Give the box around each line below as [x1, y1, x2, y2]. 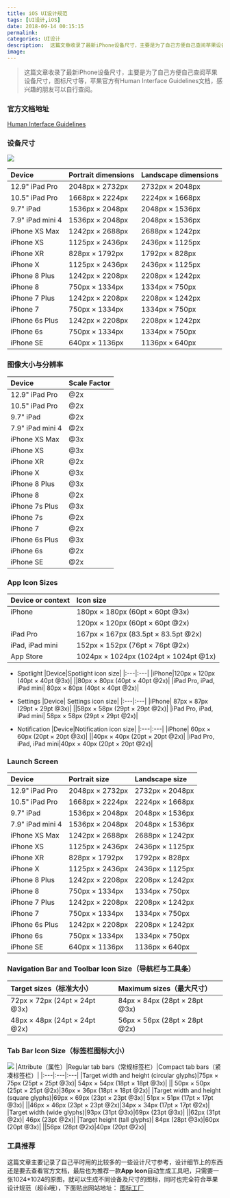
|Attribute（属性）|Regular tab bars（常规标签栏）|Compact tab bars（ [15, 1062, 216, 1071]
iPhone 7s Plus [10, 501, 59, 511]
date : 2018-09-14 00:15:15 [7, 23, 84, 30]
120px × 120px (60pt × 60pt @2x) [76, 619, 190, 628]
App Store [10, 652, 43, 661]
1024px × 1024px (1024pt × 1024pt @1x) [76, 652, 217, 661]
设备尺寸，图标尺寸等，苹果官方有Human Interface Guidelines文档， [23, 76, 217, 84]
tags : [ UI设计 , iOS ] [7, 16, 61, 23]
